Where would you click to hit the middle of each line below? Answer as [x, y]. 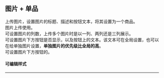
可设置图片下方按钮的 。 [29, 52]
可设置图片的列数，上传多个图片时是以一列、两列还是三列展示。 [69, 34]
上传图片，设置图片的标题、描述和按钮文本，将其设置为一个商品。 [71, 21]
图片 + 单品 [22, 9]
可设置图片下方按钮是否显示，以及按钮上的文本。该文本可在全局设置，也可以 [82, 39]
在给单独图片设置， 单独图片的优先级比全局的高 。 [54, 46]
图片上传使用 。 [20, 27]
